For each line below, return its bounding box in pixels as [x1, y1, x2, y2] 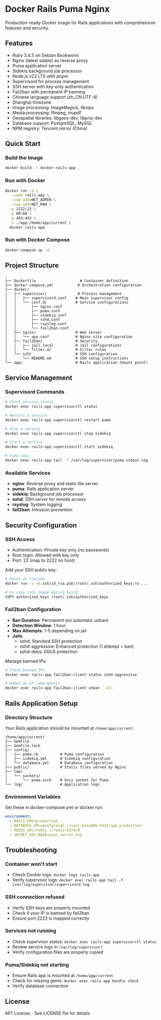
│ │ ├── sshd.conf [5, 317, 60, 322]
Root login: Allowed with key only [12, 552, 80, 558]
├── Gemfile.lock [5, 743, 41, 748]
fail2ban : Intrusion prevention [12, 507, 73, 513]
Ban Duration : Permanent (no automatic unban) [12, 617, 109, 623]
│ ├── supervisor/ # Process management [5, 291, 122, 296]
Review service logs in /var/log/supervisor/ [12, 944, 103, 950]
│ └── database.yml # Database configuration [5, 760, 113, 765]
